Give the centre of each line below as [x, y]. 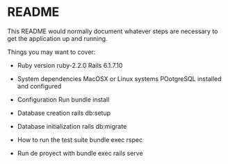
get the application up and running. [57, 38]
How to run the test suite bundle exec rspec [80, 140]
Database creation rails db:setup [64, 113]
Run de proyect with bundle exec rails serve [80, 153]
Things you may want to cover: [51, 52]
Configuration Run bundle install [63, 99]
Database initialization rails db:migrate [72, 126]
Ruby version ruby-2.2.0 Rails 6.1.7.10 [70, 65]
